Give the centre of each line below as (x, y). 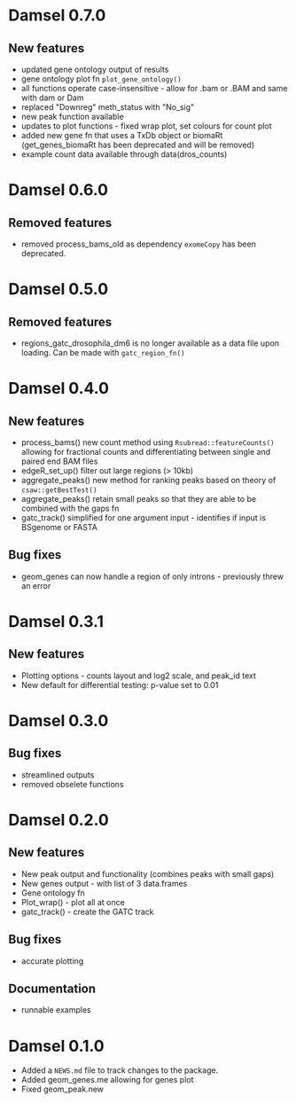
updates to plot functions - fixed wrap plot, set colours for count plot (146, 126)
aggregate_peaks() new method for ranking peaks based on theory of (148, 480)
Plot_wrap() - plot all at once (73, 902)
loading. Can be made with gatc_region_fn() (103, 352)
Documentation (52, 989)
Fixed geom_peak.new (62, 1089)
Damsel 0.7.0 (57, 16)
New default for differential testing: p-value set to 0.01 (120, 684)
